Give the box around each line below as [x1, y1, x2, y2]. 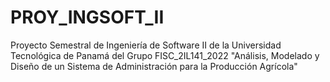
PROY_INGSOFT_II [10, 6, 165, 29]
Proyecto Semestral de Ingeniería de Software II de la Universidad [10, 39, 282, 51]
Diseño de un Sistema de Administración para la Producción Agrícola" [10, 60, 298, 72]
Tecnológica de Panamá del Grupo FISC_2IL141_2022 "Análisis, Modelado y [10, 49, 320, 61]
